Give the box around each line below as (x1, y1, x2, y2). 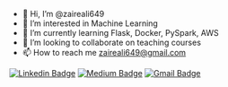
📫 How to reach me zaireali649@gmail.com (22, 48, 187, 57)
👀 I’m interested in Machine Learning (22, 18, 159, 29)
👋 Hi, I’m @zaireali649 (22, 9, 105, 19)
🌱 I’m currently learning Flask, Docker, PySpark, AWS (22, 28, 219, 38)
